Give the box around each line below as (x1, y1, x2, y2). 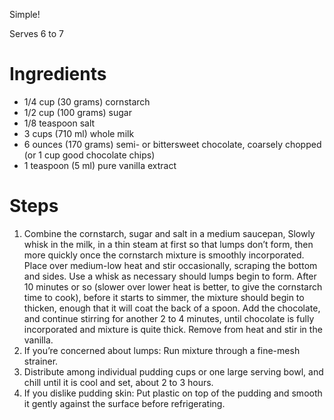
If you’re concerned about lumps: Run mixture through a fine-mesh (23, 344, 301, 356)
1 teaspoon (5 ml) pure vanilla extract (23, 159, 177, 171)
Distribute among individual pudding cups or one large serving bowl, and (23, 365, 324, 378)
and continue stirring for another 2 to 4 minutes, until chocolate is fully (23, 312, 315, 324)
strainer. (23, 355, 59, 367)
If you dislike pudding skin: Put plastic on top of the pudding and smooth (23, 387, 323, 399)
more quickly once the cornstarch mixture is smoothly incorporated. (23, 249, 305, 261)
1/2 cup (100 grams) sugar (23, 106, 133, 118)
